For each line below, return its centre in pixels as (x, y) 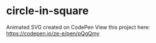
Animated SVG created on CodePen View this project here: (78, 27)
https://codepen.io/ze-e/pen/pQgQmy (53, 33)
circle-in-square (48, 11)
